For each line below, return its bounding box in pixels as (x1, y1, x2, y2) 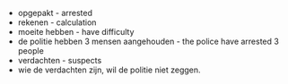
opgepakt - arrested (17, 8, 92, 18)
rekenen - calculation (17, 17, 97, 28)
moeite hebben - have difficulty (17, 27, 135, 37)
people (17, 46, 45, 56)
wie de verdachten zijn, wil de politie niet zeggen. (17, 64, 201, 75)
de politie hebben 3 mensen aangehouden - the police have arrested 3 (17, 36, 280, 46)
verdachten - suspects (17, 55, 102, 65)
